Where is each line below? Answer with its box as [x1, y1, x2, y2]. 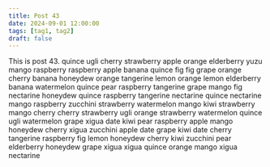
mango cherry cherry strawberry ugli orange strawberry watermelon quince [8, 108, 263, 118]
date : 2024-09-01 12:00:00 [8, 19, 100, 27]
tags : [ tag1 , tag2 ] [8, 27, 75, 35]
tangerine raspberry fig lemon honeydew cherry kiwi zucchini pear [8, 134, 232, 144]
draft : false [8, 34, 53, 43]
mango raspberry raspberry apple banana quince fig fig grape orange [8, 65, 242, 75]
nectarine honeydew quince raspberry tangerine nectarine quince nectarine [8, 90, 262, 101]
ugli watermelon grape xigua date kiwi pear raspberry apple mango [8, 116, 234, 126]
